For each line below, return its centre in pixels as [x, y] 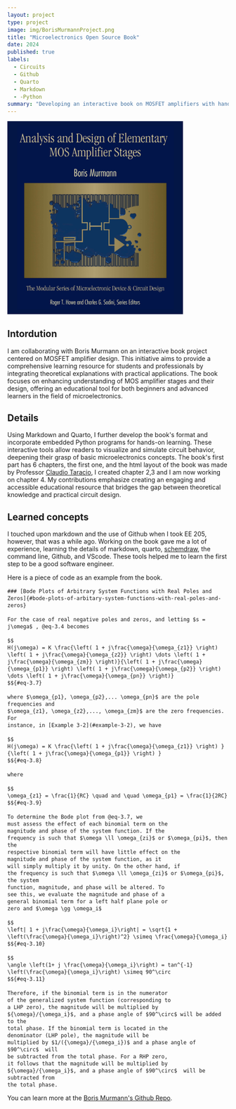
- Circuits [29, 67]
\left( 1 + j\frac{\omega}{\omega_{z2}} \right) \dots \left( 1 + [106, 655]
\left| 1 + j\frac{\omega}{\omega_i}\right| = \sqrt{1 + [92, 930]
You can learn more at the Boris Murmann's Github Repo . [90, 1098]
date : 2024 [23, 45]
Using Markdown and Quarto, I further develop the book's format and [108, 435]
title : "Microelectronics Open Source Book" [73, 37]
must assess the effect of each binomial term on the [88, 824]
